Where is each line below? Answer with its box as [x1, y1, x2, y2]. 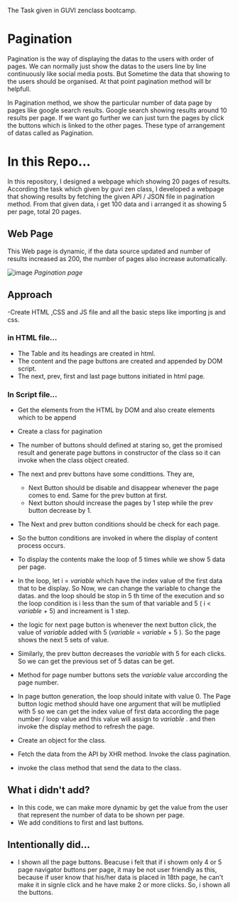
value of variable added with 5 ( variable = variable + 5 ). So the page [17, 628, 221, 637]
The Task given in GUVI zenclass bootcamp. [7, 6, 137, 14]
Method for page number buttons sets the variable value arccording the [17, 671, 229, 679]
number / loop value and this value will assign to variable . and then [17, 715, 215, 723]
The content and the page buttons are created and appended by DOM [17, 356, 223, 365]
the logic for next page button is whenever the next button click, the [17, 620, 217, 629]
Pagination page [34, 268, 83, 277]
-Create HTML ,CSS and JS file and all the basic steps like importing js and [7, 307, 226, 316]
